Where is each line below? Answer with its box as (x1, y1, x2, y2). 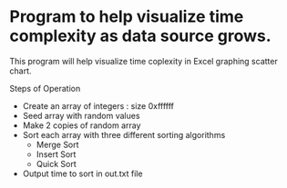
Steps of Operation (9, 83, 81, 94)
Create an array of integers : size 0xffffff (22, 100, 175, 111)
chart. (9, 65, 32, 76)
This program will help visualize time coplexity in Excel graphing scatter (9, 55, 278, 66)
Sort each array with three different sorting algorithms (22, 129, 226, 140)
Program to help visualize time (9, 6, 244, 27)
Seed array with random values (22, 110, 140, 121)
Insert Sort (36, 148, 77, 160)
